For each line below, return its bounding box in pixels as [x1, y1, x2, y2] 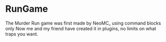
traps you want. [5, 31, 38, 37]
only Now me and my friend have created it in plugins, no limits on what [5, 25, 156, 31]
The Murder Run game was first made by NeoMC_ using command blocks [5, 20, 161, 26]
